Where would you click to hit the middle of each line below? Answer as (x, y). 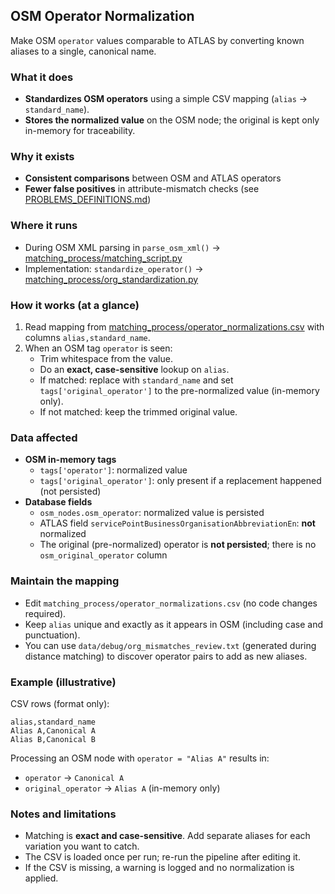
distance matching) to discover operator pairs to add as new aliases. (166, 656)
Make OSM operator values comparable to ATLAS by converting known (157, 40)
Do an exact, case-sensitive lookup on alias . (134, 369)
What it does (42, 77)
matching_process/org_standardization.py (111, 279)
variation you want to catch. (82, 846)
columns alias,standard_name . (87, 337)
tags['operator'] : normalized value (113, 470)
